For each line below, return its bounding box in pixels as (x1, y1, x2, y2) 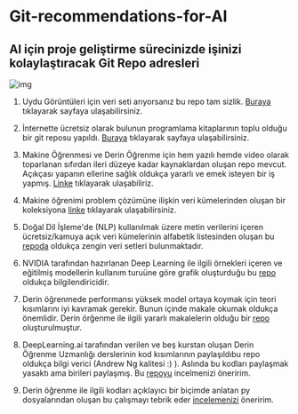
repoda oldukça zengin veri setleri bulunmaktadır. (21, 241, 204, 251)
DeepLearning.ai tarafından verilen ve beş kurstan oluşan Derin (21, 339, 254, 350)
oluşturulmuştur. (21, 322, 83, 332)
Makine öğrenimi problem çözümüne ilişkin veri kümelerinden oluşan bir (21, 195, 286, 205)
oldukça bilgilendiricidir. (21, 277, 109, 287)
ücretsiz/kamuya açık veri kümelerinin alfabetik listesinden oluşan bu (21, 231, 275, 242)
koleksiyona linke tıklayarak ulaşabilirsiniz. (21, 204, 177, 215)
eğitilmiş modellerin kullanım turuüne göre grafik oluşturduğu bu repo (21, 267, 277, 277)
